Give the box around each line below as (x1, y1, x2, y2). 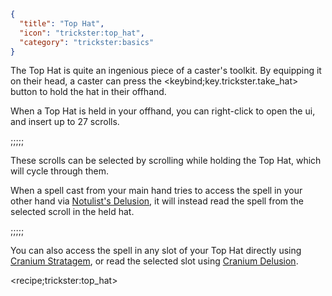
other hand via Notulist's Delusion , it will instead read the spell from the (10, 195, 305, 207)
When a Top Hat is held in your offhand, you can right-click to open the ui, (10, 105, 316, 117)
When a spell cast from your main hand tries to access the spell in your (10, 185, 303, 197)
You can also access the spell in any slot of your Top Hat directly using (10, 245, 302, 257)
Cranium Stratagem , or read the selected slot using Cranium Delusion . (10, 255, 299, 267)
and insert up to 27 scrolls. (10, 116, 120, 128)
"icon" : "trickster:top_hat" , (19, 28, 145, 38)
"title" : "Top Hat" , (19, 18, 105, 29)
